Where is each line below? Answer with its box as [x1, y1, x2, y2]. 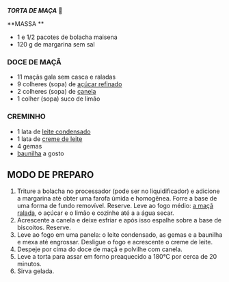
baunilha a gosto [16, 149, 64, 157]
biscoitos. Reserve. [16, 223, 71, 232]
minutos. [16, 260, 42, 268]
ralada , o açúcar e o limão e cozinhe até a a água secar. [16, 209, 174, 217]
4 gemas [16, 142, 42, 150]
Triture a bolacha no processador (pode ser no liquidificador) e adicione [16, 187, 220, 195]
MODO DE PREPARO [7, 168, 94, 181]
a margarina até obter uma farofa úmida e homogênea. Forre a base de [16, 194, 217, 203]
